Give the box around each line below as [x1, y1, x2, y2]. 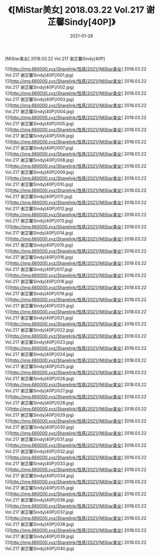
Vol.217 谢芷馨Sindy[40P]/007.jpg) [5, 145, 74, 151]
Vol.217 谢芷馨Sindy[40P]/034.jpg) [5, 472, 74, 478]
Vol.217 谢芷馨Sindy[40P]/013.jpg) [5, 218, 74, 223]
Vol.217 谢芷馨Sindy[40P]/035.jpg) [5, 485, 74, 490]
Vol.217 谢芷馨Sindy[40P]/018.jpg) [5, 278, 74, 284]
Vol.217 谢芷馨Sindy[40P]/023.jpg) [5, 339, 74, 345]
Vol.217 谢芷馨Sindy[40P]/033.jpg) [5, 460, 74, 466]
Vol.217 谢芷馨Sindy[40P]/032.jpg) [5, 448, 74, 454]
